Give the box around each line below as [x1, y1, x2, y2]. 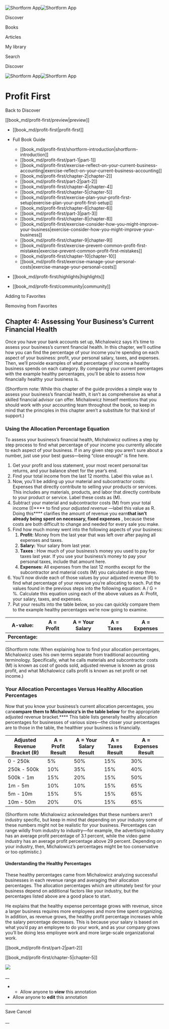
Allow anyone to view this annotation [20, 989, 97, 995]
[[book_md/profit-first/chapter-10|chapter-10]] [20, 253, 117, 259]
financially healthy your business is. [5, 376, 79, 382]
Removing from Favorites [5, 302, 57, 309]
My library [5, 44, 27, 50]
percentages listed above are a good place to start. [5, 893, 111, 899]
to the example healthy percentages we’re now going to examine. [12, 607, 148, 613]
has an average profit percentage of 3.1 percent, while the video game [5, 833, 151, 839]
